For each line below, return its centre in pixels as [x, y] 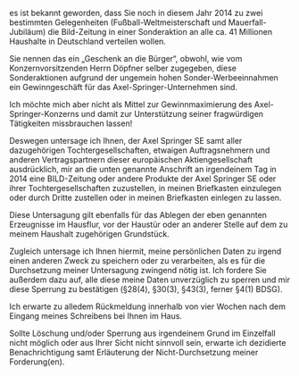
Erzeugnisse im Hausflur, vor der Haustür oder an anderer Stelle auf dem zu [149, 224]
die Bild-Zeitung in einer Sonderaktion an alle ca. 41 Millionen [160, 32]
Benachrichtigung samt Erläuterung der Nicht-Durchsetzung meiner [134, 352]
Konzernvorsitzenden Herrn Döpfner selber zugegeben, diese [123, 68]
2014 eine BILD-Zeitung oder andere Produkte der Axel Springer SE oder [143, 179]
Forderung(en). [37, 362]
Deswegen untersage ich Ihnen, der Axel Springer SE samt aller [126, 141]
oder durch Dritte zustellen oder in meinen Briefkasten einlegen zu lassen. [145, 197]
